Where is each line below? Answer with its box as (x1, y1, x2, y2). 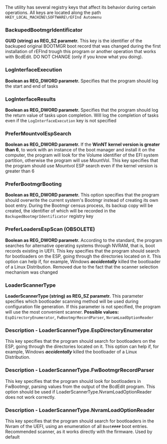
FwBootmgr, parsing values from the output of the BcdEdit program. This (5, 383, 155, 389)
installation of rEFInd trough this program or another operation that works (5, 49, 156, 55)
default (5, 433, 20, 440)
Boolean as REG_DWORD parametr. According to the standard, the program (5, 237, 162, 243)
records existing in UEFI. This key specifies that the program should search (5, 248, 160, 254)
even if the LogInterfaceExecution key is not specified (5, 117, 116, 123)
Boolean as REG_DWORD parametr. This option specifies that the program (5, 192, 159, 198)
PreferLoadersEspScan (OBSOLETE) (5, 226, 95, 233)
